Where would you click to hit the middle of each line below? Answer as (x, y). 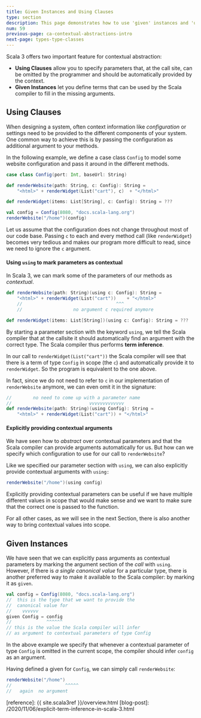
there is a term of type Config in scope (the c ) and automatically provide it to (100, 362)
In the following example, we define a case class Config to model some (94, 157)
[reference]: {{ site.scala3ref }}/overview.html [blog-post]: (78, 702)
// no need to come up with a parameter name (73, 398)
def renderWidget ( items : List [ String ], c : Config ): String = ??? (89, 202)
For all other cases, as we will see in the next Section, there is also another (98, 518)
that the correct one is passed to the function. (63, 507)
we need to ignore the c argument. (49, 249)
